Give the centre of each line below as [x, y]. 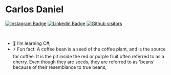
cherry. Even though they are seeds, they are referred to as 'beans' [83, 62]
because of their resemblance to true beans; [60, 67]
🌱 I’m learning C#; [32, 43]
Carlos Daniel [35, 9]
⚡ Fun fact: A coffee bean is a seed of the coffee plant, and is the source [89, 49]
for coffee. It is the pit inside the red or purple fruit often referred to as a [89, 56]
